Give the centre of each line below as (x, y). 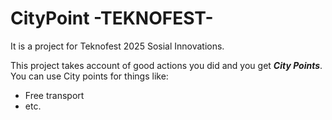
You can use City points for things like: (89, 76)
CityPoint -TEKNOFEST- (112, 18)
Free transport (54, 95)
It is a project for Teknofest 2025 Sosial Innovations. (117, 46)
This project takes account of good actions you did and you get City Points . (166, 65)
